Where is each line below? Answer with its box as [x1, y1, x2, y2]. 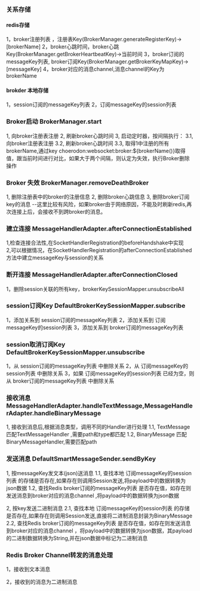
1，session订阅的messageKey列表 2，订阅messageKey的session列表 [6, 101, 177, 108]
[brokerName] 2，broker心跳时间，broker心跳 [6, 43, 119, 50]
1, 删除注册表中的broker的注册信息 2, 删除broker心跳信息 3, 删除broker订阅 [6, 193, 190, 200]
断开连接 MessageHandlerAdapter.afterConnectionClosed [6, 271, 178, 279]
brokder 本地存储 [6, 87, 49, 94]
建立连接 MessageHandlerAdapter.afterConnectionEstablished [6, 224, 192, 232]
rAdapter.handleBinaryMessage [6, 409, 101, 418]
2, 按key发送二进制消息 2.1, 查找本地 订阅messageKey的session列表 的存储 [6, 504, 190, 512]
